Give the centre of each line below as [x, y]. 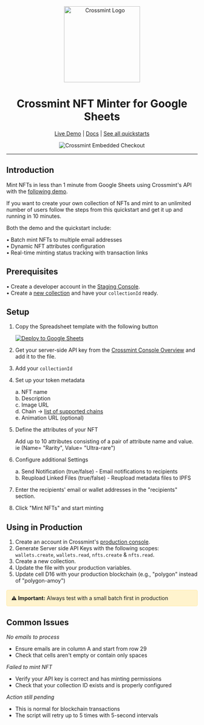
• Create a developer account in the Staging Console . [73, 286]
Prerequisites [32, 272]
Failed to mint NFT [29, 667]
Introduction [30, 170]
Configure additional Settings [52, 460]
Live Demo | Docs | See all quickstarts [102, 133]
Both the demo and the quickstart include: [59, 228]
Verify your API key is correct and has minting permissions [88, 679]
